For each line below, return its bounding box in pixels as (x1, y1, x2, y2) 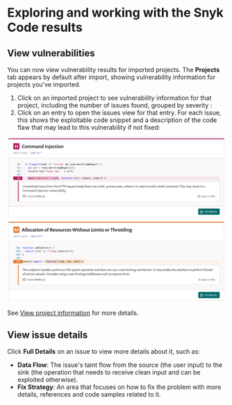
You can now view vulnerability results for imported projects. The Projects (7, 66, 220, 74)
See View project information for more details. (7, 309, 139, 317)
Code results (7, 19, 83, 35)
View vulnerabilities (7, 47, 95, 59)
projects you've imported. (7, 80, 81, 88)
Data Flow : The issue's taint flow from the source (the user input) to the (17, 361, 223, 369)
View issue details (7, 329, 88, 341)
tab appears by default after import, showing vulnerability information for (7, 73, 216, 81)
